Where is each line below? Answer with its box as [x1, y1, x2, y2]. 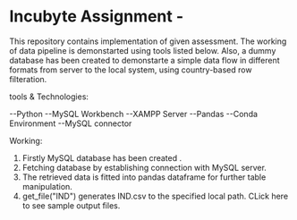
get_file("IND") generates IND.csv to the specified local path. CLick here [21, 190, 289, 201]
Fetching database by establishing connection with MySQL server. [21, 162, 267, 173]
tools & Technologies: [9, 91, 89, 102]
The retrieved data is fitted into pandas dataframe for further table [21, 172, 267, 182]
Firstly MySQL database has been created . [21, 152, 182, 163]
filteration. [9, 73, 47, 84]
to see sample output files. [21, 199, 121, 211]
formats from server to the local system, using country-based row [9, 64, 252, 75]
